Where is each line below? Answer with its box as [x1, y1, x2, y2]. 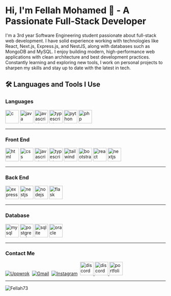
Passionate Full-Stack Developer [5, 15, 147, 27]
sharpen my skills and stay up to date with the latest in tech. [5, 65, 131, 71]
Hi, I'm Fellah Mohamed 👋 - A [5, 5, 130, 16]
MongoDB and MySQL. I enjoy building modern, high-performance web [5, 48, 155, 55]
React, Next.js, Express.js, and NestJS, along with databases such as [5, 43, 150, 49]
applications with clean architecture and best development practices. [5, 53, 150, 60]
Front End [5, 136, 30, 143]
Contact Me [5, 250, 35, 257]
